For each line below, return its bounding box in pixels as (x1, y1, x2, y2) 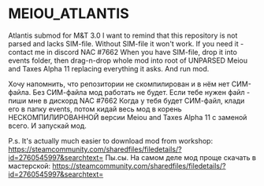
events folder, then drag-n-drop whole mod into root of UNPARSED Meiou (8, 56, 248, 65)
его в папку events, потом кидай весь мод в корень (8, 104, 183, 114)
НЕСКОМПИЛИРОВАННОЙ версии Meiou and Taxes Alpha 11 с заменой (8, 112, 247, 122)
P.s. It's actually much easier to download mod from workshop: (8, 136, 214, 145)
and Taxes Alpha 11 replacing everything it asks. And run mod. (8, 64, 210, 73)
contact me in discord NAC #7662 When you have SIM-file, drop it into (8, 47, 238, 57)
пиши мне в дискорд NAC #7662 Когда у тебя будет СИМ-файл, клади (8, 96, 245, 105)
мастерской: (8, 161, 51, 170)
